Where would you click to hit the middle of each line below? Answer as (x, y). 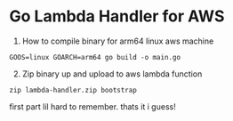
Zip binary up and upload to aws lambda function (112, 74)
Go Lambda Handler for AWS (117, 16)
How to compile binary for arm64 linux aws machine (118, 41)
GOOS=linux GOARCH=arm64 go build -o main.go (95, 57)
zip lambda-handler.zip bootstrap (73, 90)
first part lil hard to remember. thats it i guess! (92, 106)
